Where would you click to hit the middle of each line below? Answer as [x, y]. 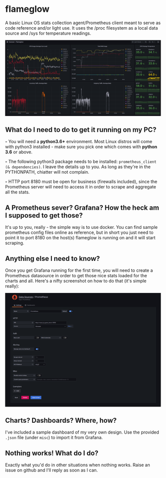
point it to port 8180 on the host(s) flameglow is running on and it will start [80, 238]
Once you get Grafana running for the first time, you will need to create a [79, 270]
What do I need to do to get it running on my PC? [81, 129]
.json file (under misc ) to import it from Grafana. [54, 438]
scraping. [15, 243]
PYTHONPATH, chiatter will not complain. [47, 172]
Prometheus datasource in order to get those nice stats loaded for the [76, 275]
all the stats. [18, 192]
